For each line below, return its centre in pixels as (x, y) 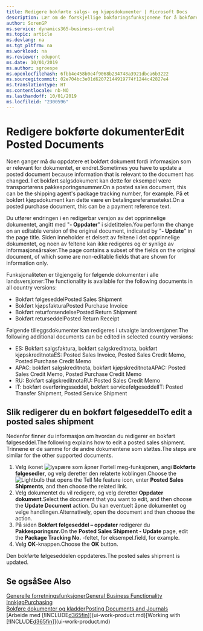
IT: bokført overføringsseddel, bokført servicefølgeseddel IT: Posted (99, 387)
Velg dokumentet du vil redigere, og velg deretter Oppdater (89, 493)
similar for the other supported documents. (60, 455)
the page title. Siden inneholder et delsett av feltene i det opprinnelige (93, 237)
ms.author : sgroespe (32, 68)
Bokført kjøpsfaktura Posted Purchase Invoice (71, 305)
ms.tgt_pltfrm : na (29, 46)
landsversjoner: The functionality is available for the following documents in (100, 281)
